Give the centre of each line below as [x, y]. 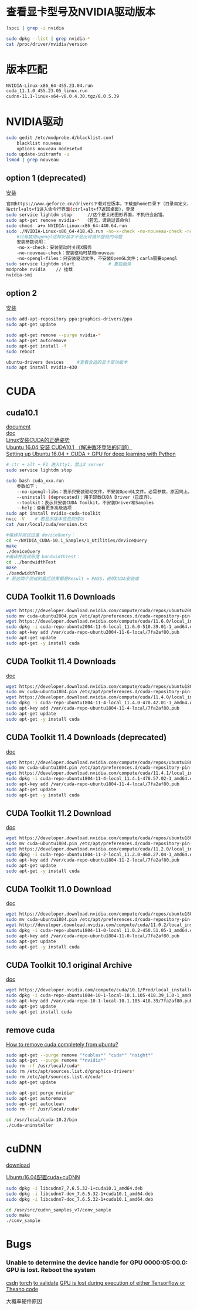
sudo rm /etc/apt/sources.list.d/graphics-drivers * [70, 1072]
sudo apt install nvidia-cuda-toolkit [53, 514]
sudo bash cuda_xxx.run [35, 481]
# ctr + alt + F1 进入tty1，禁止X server [55, 465]
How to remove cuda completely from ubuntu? [62, 1044]
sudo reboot [21, 352]
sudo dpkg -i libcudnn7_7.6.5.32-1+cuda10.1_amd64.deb [74, 1188]
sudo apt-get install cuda [39, 1012]
